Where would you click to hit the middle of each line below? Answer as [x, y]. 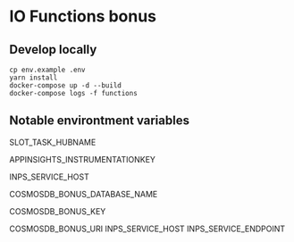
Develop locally [53, 50]
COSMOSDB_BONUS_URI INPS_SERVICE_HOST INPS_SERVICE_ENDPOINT [147, 229]
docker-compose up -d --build [66, 86]
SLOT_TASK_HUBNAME [53, 142]
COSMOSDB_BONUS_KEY [58, 211]
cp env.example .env [48, 70]
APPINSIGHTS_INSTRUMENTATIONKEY [83, 159]
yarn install [34, 78]
